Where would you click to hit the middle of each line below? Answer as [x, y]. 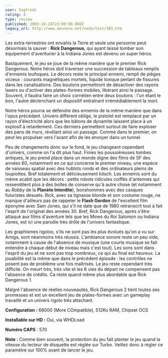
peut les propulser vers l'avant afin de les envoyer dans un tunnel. [73, 137]
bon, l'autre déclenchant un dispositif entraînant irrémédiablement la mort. [82, 101]
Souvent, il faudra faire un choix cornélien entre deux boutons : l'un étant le [83, 96]
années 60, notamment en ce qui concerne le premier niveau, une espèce [81, 163]
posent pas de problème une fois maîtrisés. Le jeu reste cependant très [79, 264]
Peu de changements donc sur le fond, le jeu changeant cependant [75, 147]
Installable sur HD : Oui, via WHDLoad [45, 320]
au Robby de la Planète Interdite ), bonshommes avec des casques [74, 190]
